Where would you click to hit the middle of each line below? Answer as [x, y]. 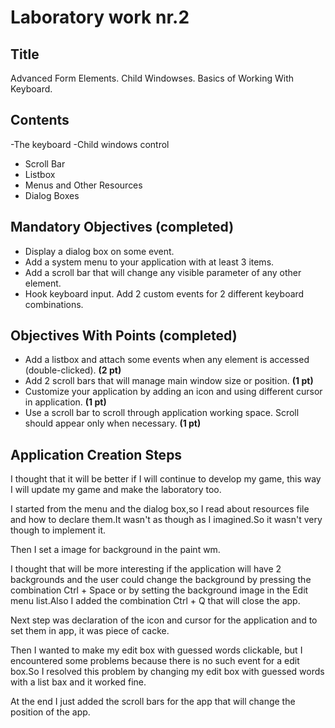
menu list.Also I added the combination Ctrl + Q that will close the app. [155, 601]
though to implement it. [58, 530]
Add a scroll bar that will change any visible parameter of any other [163, 272]
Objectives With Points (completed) [124, 336]
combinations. [54, 304]
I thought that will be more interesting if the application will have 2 [146, 569]
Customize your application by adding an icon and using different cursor [173, 392]
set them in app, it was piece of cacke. [90, 631]
